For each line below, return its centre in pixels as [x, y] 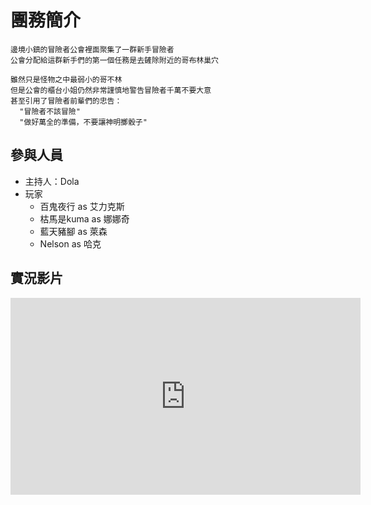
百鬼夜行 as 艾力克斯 [82, 206]
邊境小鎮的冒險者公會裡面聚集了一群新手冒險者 [92, 49]
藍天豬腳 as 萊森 [73, 231]
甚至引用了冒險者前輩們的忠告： [66, 101]
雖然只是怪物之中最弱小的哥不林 [66, 79]
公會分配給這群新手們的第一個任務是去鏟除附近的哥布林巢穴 [114, 60]
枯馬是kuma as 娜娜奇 [84, 218]
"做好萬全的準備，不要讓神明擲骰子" [83, 122]
